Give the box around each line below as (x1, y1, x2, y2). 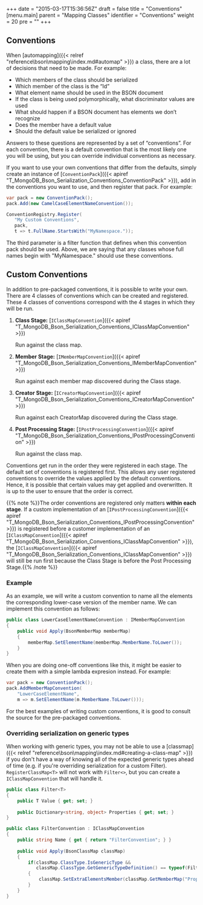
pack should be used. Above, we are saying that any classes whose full (6, 246, 184, 253)
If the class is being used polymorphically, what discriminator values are (14, 95, 195, 102)
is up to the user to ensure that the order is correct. (6, 487, 134, 495)
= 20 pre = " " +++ (6, 18, 51, 25)
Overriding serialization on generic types (6, 729, 129, 737)
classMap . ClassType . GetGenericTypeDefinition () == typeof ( (36, 865, 188, 871)
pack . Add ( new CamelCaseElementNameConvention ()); (6, 200, 134, 206)
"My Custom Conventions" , (14, 217, 80, 223)
